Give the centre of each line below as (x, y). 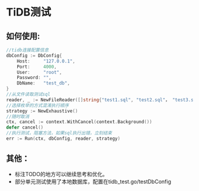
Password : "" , (34, 78)
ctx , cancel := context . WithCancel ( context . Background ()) (79, 122)
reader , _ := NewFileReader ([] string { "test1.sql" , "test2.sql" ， (88, 100)
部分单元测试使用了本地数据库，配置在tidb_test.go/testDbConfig (93, 181)
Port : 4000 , (37, 67)
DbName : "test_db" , (43, 83)
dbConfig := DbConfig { (34, 55)
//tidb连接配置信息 (28, 50)
